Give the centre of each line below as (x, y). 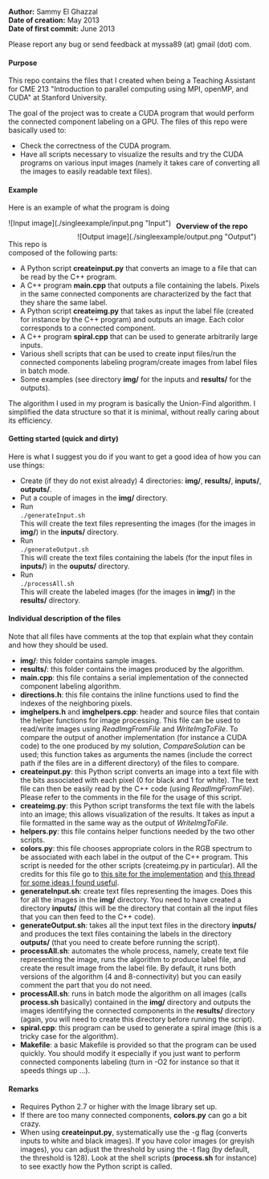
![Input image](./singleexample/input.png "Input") (90, 223)
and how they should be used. (58, 645)
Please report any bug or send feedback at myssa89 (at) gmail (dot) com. (130, 44)
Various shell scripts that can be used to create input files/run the (128, 354)
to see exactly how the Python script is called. (96, 1167)
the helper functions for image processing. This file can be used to (130, 720)
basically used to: (37, 130)
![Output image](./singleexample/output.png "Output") (167, 237)
